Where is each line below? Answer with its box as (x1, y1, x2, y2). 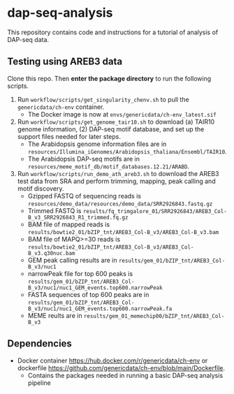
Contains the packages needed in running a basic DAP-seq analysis (27, 371, 224, 379)
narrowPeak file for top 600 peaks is (27, 269, 133, 277)
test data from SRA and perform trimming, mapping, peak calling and (17, 177, 216, 185)
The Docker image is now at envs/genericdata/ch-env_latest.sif (27, 110, 217, 118)
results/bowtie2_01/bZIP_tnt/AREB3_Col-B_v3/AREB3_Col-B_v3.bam (27, 228, 219, 235)
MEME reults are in (27, 311, 82, 319)
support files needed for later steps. (17, 132, 121, 140)
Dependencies (7, 337, 72, 350)
